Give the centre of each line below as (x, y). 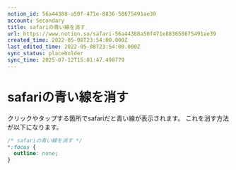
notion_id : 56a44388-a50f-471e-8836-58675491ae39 (82, 14)
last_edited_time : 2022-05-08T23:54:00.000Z (74, 47)
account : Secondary (36, 21)
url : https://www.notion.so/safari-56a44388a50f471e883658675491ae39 (112, 34)
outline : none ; (36, 154)
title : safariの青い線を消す (47, 27)
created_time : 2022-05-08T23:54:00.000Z (68, 40)
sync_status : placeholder (45, 54)
